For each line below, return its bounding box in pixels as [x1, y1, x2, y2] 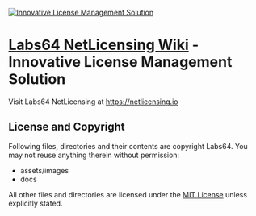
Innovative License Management [8, 53, 233, 72]
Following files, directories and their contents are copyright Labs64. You [8, 141, 248, 151]
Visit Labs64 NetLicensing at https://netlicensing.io [8, 97, 178, 106]
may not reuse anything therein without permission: [8, 150, 180, 160]
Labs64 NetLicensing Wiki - [8, 36, 199, 54]
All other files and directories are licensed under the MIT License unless [8, 189, 248, 199]
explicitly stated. [8, 198, 63, 208]
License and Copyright [8, 120, 125, 134]
